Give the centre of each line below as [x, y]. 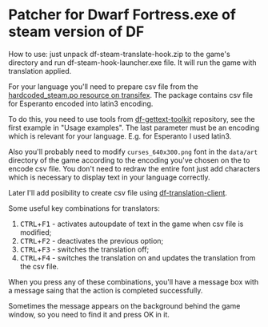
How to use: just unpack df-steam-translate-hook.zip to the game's [119, 54]
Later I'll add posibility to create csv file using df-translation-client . [118, 192]
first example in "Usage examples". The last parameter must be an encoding [134, 127]
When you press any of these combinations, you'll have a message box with [133, 281]
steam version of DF [76, 32]
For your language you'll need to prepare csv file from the [103, 87]
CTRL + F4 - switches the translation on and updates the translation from [138, 257]
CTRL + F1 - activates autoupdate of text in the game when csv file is [132, 224]
